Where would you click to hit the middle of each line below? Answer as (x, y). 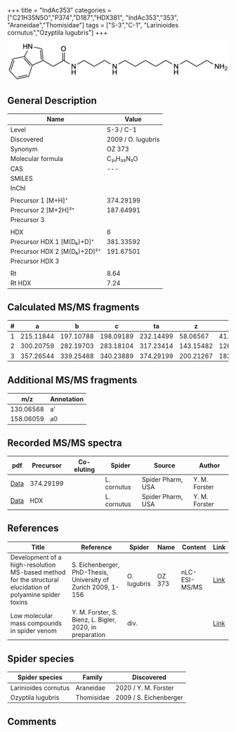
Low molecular (32, 616)
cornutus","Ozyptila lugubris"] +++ (58, 32)
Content (194, 547)
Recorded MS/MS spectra (65, 443)
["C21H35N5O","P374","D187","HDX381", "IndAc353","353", (93, 18)
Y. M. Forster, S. (94, 612)
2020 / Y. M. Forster (145, 688)
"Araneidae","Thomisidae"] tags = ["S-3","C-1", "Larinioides (93, 25)
